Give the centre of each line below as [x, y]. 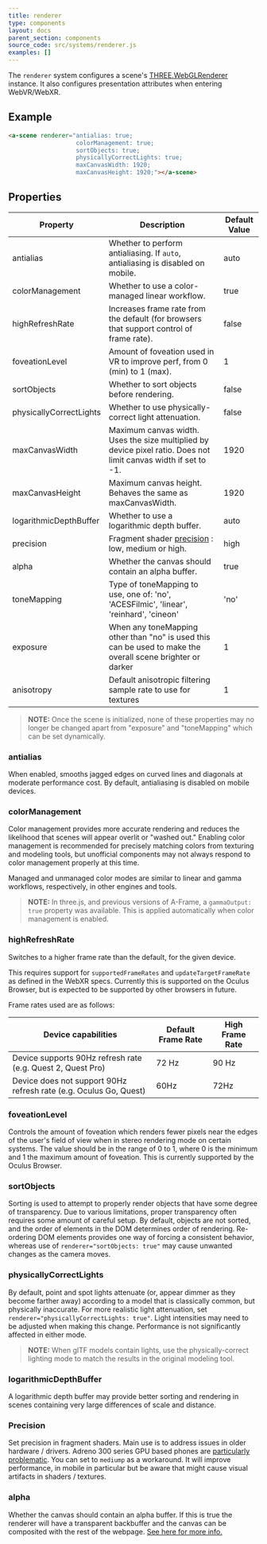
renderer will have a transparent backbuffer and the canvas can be [118, 1523]
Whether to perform [145, 243]
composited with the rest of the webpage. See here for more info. [115, 1531]
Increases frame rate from [157, 309]
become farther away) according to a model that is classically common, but [132, 1300]
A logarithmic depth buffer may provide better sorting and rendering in [124, 1396]
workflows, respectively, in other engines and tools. [93, 887]
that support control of [151, 329]
